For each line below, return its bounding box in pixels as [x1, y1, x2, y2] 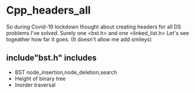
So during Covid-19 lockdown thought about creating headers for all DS [6, 23, 181, 30]
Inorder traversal [14, 81, 56, 88]
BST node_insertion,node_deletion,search [14, 69, 118, 76]
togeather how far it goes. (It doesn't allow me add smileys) [6, 36, 152, 43]
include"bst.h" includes [6, 53, 97, 63]
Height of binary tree [14, 75, 66, 82]
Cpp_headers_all [6, 4, 91, 17]
